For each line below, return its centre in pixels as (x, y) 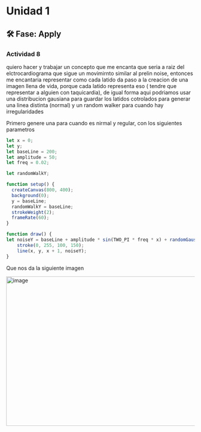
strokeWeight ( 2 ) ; (33, 212)
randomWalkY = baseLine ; (42, 207)
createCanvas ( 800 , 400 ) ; (42, 190)
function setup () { (31, 185)
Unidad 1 (28, 11)
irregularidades (25, 111)
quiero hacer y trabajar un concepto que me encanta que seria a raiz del (95, 67)
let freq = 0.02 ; (28, 163)
